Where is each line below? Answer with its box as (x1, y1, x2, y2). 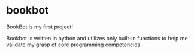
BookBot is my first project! (6, 23, 74, 30)
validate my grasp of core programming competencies (6, 41, 141, 48)
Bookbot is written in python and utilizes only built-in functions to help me (6, 34, 188, 42)
